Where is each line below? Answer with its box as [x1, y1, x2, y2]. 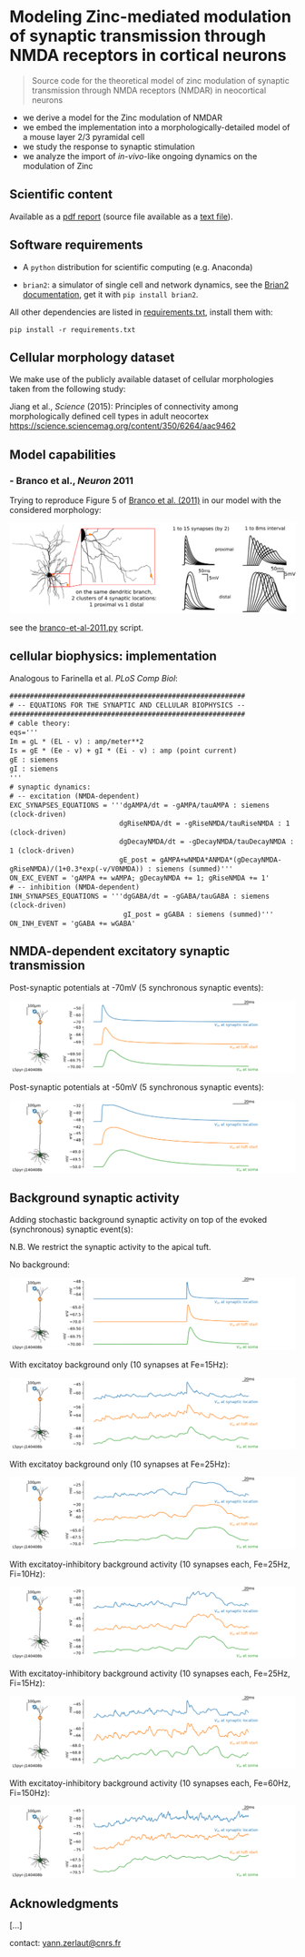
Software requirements [9, 237, 143, 253]
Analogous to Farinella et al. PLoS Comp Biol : [9, 672, 179, 683]
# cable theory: [9, 719, 71, 728]
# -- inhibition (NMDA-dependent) [9, 883, 141, 892]
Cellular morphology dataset [9, 349, 175, 365]
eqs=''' [9, 728, 39, 737]
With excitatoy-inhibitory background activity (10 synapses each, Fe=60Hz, [9, 1777, 291, 1789]
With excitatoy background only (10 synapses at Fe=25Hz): [9, 1458, 231, 1470]
